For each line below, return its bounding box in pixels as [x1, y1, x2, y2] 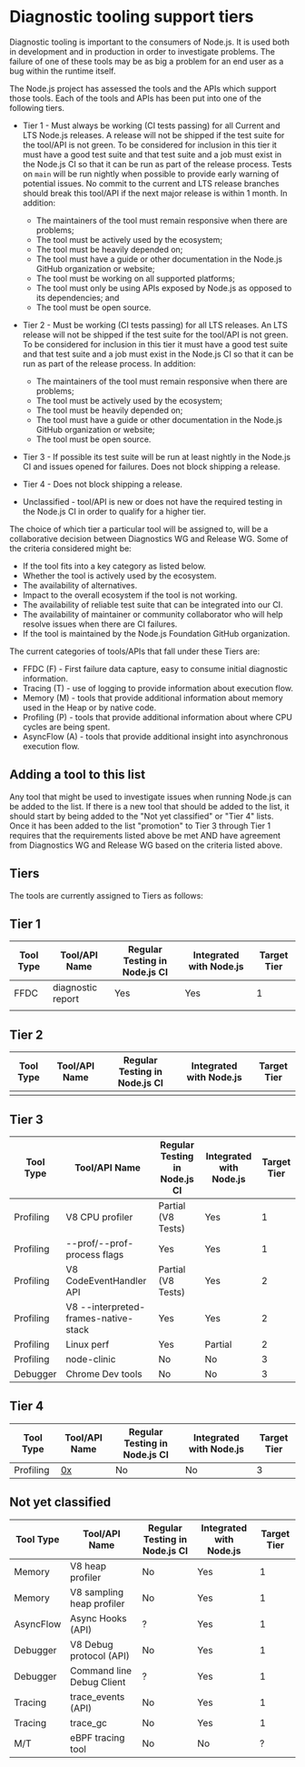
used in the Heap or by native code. [22, 702, 157, 713]
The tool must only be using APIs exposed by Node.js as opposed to [35, 282, 292, 293]
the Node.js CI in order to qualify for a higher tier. [22, 506, 206, 517]
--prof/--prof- [65, 1237, 134, 1250]
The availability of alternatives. [22, 579, 138, 590]
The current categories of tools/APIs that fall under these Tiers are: [9, 646, 261, 657]
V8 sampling [69, 1585, 124, 1598]
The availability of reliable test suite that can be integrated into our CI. [22, 598, 283, 610]
